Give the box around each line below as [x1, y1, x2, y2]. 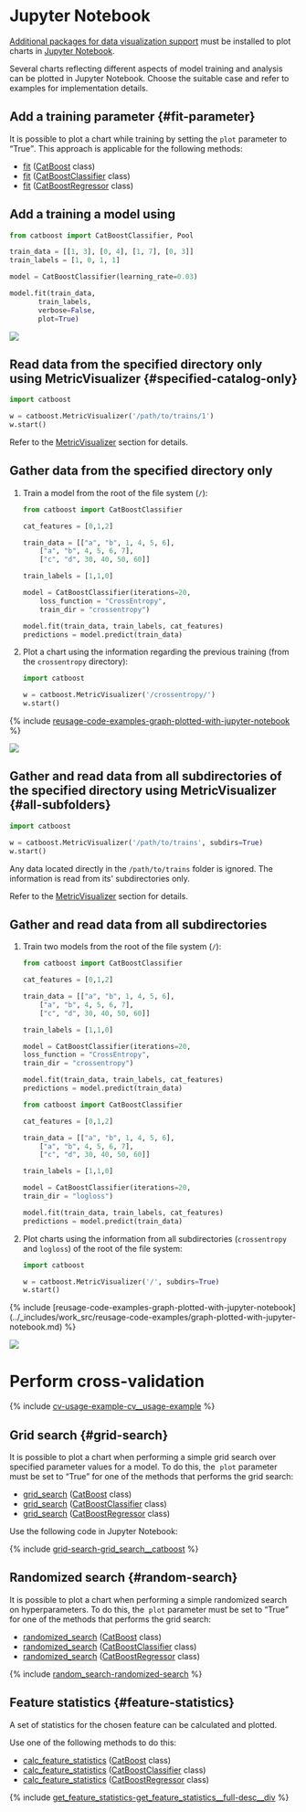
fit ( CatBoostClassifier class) [22, 170, 131, 181]
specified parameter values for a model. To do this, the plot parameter [9, 1461, 278, 1472]
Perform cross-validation [9, 1371, 206, 1392]
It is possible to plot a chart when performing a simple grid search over [9, 1452, 277, 1463]
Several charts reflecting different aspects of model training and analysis [9, 63, 283, 74]
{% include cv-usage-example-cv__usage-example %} [9, 1401, 216, 1412]
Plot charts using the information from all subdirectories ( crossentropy [22, 1233, 288, 1244]
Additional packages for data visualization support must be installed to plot [9, 36, 291, 47]
